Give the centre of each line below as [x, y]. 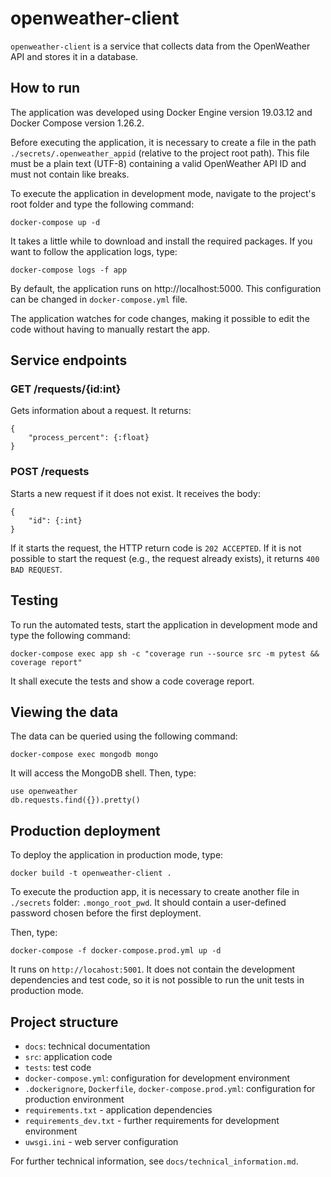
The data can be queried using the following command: [124, 736]
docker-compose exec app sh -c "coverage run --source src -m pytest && [165, 653]
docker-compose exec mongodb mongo [84, 755]
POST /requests [50, 472]
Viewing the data [64, 712]
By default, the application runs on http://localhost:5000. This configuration [166, 288]
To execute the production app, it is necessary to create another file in [155, 892]
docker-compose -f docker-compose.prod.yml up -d [116, 951]
